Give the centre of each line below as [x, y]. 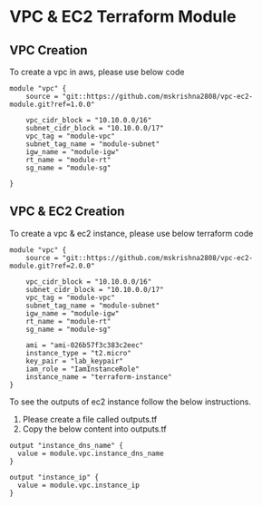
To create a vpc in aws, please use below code [97, 72]
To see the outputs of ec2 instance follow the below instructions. [131, 402]
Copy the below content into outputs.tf [95, 429]
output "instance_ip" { [54, 477]
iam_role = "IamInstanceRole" [83, 369]
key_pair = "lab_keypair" [75, 361]
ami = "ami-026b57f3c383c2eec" [85, 345]
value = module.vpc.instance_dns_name [91, 453]
